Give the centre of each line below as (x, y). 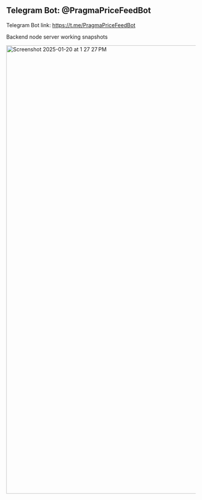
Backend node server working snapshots (57, 37)
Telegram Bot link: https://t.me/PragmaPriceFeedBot (71, 25)
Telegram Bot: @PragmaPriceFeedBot (79, 11)
